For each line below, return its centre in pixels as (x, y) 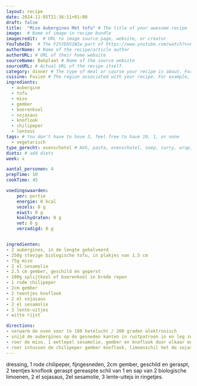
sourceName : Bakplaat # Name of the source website (70, 60)
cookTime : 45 (22, 180)
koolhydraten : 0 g (39, 218)
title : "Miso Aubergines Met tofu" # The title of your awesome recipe (97, 28)
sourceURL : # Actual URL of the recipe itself (64, 66)
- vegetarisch (28, 142)
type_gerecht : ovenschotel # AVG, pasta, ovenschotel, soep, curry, (91, 148)
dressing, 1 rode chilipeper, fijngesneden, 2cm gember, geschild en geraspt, (98, 364)
